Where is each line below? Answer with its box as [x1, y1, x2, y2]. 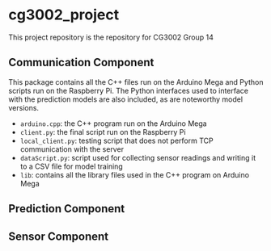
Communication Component [8, 56, 155, 69]
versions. [8, 102, 39, 112]
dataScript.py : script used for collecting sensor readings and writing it [19, 153, 256, 162]
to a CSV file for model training [19, 161, 123, 171]
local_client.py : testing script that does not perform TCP [19, 136, 214, 145]
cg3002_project [8, 6, 120, 24]
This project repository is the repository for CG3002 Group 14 [8, 32, 214, 42]
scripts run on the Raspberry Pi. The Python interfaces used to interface [8, 86, 249, 95]
